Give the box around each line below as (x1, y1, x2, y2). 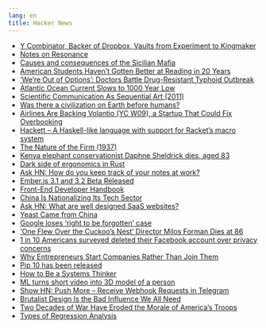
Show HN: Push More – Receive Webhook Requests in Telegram (19, 285, 229, 295)
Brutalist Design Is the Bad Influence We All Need (19, 294, 181, 303)
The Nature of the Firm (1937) (19, 142, 118, 152)
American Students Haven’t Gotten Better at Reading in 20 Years (19, 66, 231, 75)
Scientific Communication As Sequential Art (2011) (19, 91, 184, 101)
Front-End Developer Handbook (19, 184, 125, 194)
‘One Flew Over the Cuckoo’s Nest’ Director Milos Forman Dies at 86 (19, 226, 244, 236)
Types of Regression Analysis (19, 311, 118, 320)
